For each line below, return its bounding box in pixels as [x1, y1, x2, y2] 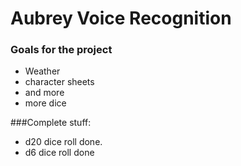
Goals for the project [10, 43, 113, 57]
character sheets [24, 76, 95, 88]
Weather [24, 65, 61, 77]
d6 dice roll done [24, 147, 95, 159]
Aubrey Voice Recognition [10, 7, 232, 30]
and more [24, 87, 65, 99]
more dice [24, 97, 67, 109]
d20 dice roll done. [24, 136, 103, 148]
